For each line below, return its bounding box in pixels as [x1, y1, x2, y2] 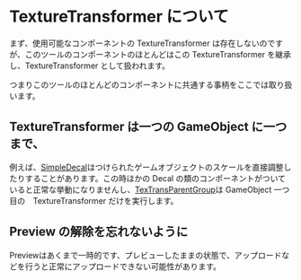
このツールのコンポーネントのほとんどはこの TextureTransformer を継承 [24, 48, 292, 59]
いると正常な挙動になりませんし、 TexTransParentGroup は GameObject [9, 184, 272, 195]
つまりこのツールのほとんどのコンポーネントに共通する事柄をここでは [9, 79, 270, 90]
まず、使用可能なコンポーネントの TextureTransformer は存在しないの [9, 38, 268, 48]
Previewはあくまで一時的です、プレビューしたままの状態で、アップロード [9, 249, 282, 260]
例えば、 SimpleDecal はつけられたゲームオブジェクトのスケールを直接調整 [9, 162, 285, 172]
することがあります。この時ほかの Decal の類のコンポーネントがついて [24, 172, 286, 183]
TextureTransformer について [9, 6, 229, 27]
